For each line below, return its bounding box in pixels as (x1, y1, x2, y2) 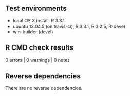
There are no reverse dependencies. (5, 85, 83, 91)
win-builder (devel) (12, 28, 53, 35)
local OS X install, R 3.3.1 (12, 17, 65, 23)
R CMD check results (5, 43, 74, 52)
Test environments (5, 4, 67, 13)
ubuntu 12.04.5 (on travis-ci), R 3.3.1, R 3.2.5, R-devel (12, 23, 125, 29)
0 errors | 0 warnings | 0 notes (5, 57, 70, 63)
